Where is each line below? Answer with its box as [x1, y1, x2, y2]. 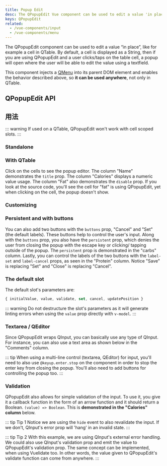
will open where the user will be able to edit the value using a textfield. [5, 60, 149, 66]
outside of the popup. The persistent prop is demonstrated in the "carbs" [5, 247, 157, 253]
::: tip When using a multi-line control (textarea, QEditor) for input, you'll [5, 354, 152, 360]
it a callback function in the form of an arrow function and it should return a [5, 399, 159, 405]
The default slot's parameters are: [5, 286, 75, 293]
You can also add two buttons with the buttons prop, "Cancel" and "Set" [5, 226, 153, 232]
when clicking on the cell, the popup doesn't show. [5, 189, 109, 195]
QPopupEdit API [5, 94, 56, 103]
